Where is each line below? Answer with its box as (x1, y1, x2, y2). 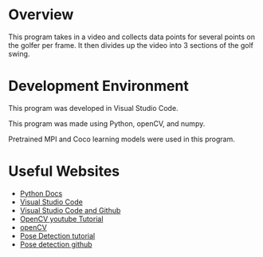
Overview (8, 6, 74, 24)
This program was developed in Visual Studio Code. (8, 103, 179, 113)
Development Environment (8, 77, 189, 95)
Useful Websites (8, 162, 120, 180)
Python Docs (19, 188, 63, 198)
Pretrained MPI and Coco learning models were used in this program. (8, 134, 235, 144)
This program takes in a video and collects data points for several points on (8, 32, 256, 42)
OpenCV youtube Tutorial (19, 214, 104, 223)
